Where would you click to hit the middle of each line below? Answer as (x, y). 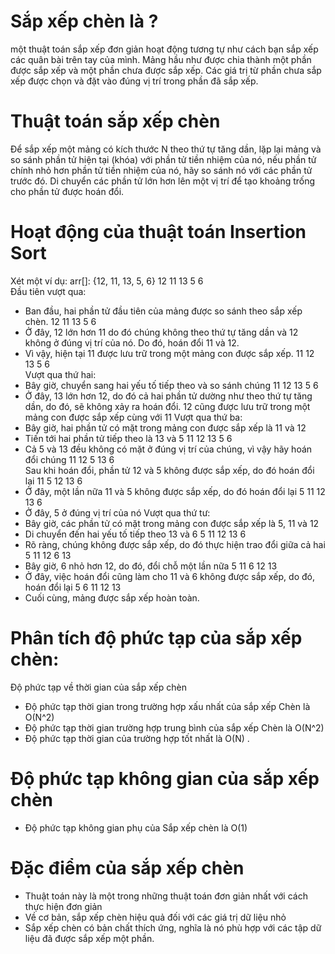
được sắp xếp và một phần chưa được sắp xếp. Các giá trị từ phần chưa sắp (166, 70)
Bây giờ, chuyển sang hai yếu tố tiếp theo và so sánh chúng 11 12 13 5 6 (171, 385)
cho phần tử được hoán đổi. (67, 191)
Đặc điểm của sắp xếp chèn (127, 867)
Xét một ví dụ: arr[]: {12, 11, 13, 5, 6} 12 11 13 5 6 (107, 281)
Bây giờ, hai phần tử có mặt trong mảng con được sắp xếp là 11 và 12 (165, 427)
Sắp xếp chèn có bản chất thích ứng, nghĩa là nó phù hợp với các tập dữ (173, 927)
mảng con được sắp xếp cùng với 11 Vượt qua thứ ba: (133, 417)
